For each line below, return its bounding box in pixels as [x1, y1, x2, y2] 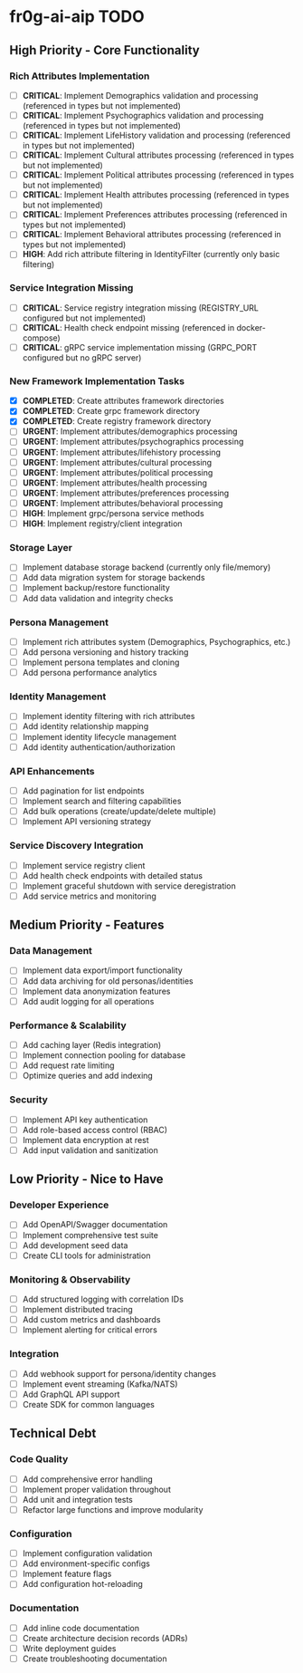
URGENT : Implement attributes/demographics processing [22, 426, 238, 437]
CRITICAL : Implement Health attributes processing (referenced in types [22, 189, 289, 200]
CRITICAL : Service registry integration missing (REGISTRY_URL [22, 302, 260, 313]
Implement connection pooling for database [22, 1050, 186, 1061]
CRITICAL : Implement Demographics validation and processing [22, 90, 259, 101]
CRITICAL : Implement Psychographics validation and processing [22, 110, 264, 120]
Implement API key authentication [22, 1114, 148, 1125]
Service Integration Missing [9, 282, 134, 294]
